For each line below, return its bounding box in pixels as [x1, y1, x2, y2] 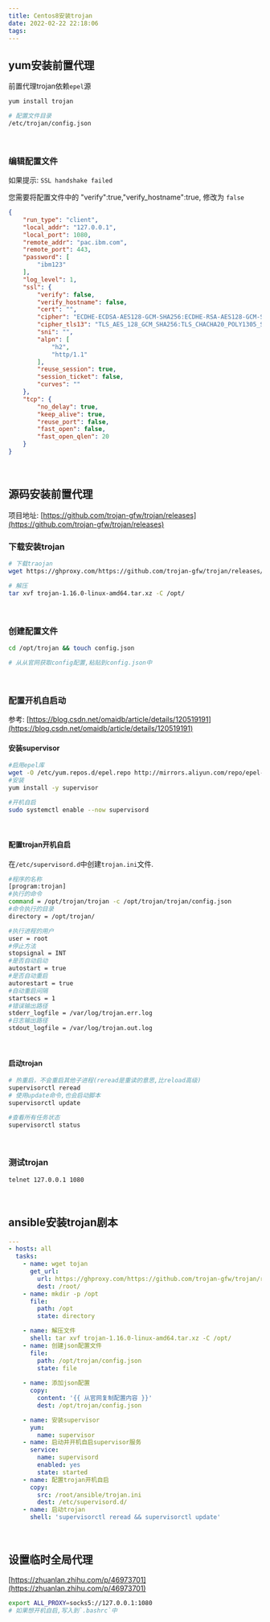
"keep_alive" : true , [37, 410, 106, 418]
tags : [8, 27, 27, 35]
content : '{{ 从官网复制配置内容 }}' [37, 1394, 153, 1402]
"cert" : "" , [37, 306, 78, 314]
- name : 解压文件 [22, 1327, 76, 1335]
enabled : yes [37, 1461, 81, 1469]
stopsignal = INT [8, 950, 67, 958]
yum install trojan [8, 97, 74, 105]
